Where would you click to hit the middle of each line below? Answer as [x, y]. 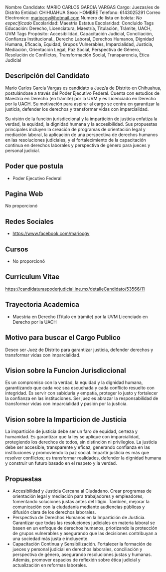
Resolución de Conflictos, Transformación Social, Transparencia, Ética [77, 55]
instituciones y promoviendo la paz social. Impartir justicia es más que [77, 453]
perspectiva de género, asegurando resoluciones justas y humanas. [82, 554]
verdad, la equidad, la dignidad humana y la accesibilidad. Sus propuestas [81, 124]
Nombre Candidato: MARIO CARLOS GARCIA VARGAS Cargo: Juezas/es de [82, 7]
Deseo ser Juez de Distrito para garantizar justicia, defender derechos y [79, 350]
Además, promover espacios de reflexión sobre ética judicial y [76, 560]
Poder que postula [34, 166]
